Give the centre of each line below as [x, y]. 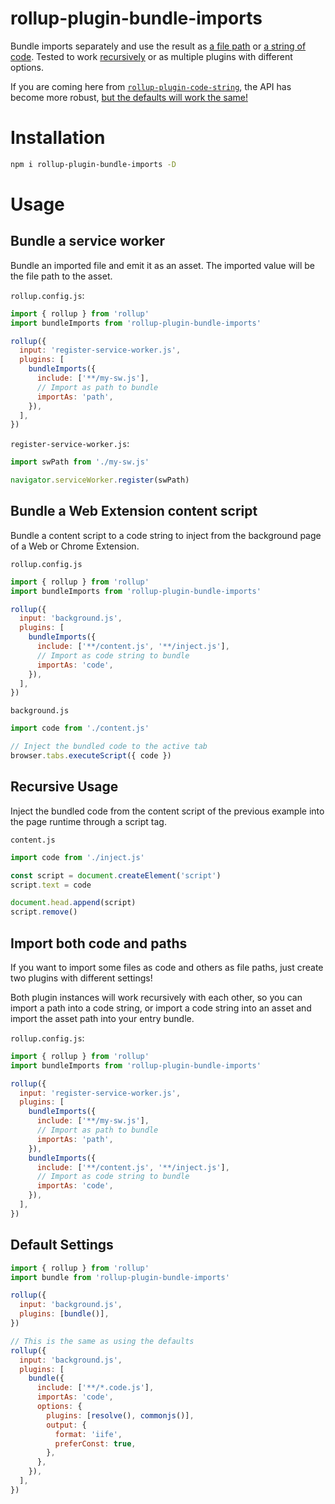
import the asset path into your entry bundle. [102, 1018]
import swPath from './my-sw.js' [80, 462]
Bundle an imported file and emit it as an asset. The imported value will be [162, 265]
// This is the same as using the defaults [102, 1341]
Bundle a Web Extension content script [134, 511]
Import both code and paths [99, 943]
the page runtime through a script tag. [88, 821]
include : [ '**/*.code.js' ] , [95, 1388]
